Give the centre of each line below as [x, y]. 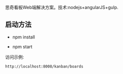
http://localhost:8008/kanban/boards [44, 66]
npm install [24, 37]
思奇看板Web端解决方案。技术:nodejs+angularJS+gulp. [62, 7]
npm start [22, 46]
